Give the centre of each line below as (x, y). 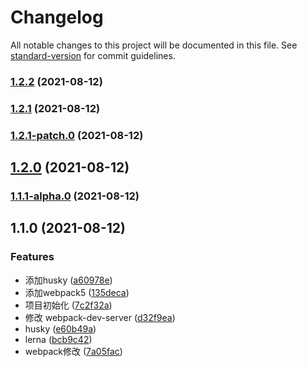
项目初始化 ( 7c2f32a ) (68, 305)
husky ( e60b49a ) (60, 328)
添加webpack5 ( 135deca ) (77, 292)
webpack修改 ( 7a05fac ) (73, 351)
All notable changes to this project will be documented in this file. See (154, 45)
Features (32, 257)
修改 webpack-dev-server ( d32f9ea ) (100, 317)
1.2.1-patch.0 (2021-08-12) (77, 135)
